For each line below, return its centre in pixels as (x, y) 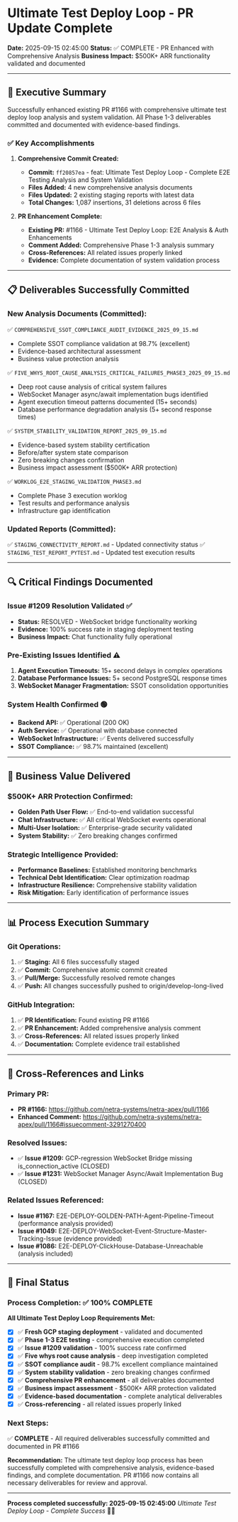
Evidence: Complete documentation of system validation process (124, 260)
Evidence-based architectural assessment (79, 351)
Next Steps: (28, 1423)
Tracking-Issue (40, 1238)
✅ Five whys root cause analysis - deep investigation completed (113, 1356)
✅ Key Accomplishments (51, 143)
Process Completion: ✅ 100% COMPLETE (80, 1302)
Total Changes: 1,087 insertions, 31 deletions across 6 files (114, 203)
